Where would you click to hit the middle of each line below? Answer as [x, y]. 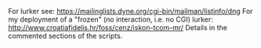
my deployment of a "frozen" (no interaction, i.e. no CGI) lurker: [111, 19]
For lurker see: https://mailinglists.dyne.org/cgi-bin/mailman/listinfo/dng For [130, 11]
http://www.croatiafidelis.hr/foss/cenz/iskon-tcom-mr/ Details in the [118, 27]
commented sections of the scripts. [65, 36]
